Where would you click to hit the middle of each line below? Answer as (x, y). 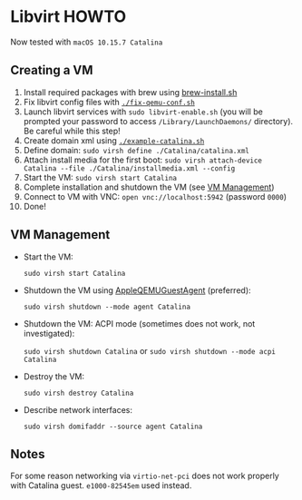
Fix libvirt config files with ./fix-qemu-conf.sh (109, 102)
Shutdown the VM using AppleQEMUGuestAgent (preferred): (137, 290)
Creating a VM (52, 70)
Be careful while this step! (72, 131)
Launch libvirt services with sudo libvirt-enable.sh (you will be (143, 112)
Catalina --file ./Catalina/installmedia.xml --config (129, 168)
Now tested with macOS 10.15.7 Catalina (87, 42)
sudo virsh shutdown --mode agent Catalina (107, 307)
